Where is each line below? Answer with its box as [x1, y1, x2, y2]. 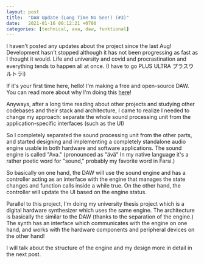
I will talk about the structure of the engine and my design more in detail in [6, 244, 192, 252]
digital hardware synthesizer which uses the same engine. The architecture [6, 207, 195, 214]
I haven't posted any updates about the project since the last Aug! [6, 42, 172, 50]
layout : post [6, 8, 40, 15]
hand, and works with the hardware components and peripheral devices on [6, 226, 195, 234]
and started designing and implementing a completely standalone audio [6, 138, 186, 146]
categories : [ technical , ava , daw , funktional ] [6, 25, 130, 32]
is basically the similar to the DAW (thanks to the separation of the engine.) [6, 213, 194, 220]
